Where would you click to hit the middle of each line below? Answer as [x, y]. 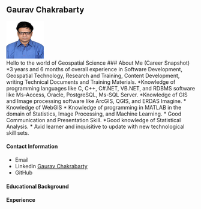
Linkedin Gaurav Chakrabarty [51, 166]
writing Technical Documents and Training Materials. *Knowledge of [91, 82]
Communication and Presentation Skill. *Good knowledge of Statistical [94, 120]
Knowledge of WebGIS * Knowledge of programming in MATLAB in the [94, 107]
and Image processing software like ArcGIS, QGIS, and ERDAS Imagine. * [96, 101]
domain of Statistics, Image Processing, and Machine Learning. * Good [94, 114]
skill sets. [18, 133]
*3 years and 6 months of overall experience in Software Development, [94, 69]
